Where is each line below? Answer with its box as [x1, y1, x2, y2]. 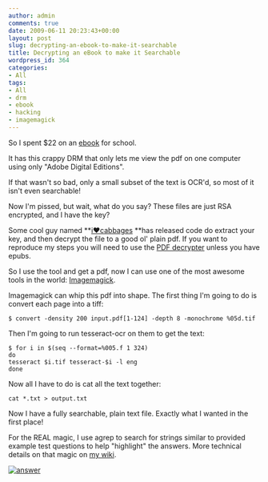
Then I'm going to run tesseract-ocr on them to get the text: [8, 328, 206, 338]
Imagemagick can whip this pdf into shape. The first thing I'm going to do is [8, 290, 258, 300]
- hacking [8, 109, 42, 117]
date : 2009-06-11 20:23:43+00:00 [8, 26, 120, 34]
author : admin [8, 11, 56, 20]
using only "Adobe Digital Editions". [8, 162, 125, 171]
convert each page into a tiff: [8, 299, 104, 308]
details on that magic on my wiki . [8, 449, 117, 459]
